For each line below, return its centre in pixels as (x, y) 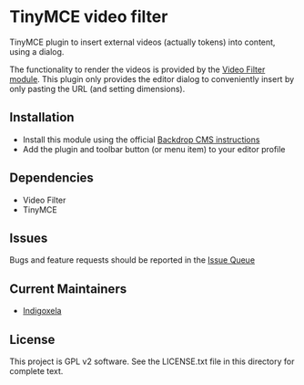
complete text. (36, 371)
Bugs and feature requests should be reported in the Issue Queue (132, 260)
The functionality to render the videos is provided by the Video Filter (137, 69)
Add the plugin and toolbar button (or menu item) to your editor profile (154, 149)
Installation (42, 117)
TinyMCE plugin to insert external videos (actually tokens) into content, (142, 42)
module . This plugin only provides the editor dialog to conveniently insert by (152, 78)
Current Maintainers (68, 289)
